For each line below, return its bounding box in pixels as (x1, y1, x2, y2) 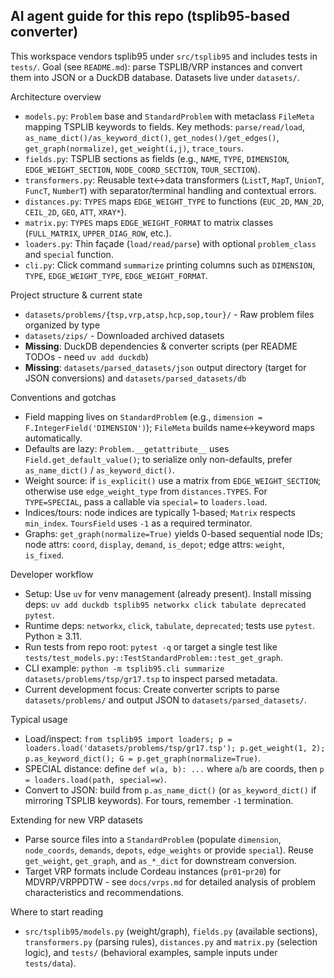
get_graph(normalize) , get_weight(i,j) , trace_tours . (24, 142, 245, 154)
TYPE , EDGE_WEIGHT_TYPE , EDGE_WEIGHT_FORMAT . (24, 269, 208, 281)
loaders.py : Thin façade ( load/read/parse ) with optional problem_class (24, 237, 317, 249)
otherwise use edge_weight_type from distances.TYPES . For (24, 485, 268, 497)
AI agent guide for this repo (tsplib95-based (10, 8, 290, 25)
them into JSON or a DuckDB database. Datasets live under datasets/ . (10, 71, 300, 83)
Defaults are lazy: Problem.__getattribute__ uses (24, 442, 230, 454)
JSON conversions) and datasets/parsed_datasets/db (24, 372, 247, 384)
